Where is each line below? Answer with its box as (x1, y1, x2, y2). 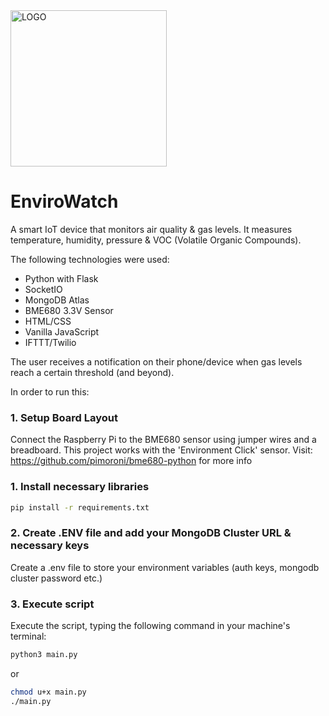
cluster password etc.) (10, 572, 103, 584)
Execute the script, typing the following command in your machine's (10, 620, 291, 631)
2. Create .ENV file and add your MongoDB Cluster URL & (10, 526, 292, 540)
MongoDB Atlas (24, 294, 90, 306)
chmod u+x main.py (10, 687, 87, 697)
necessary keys (10, 539, 90, 553)
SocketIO (24, 283, 63, 295)
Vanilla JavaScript (24, 325, 100, 338)
